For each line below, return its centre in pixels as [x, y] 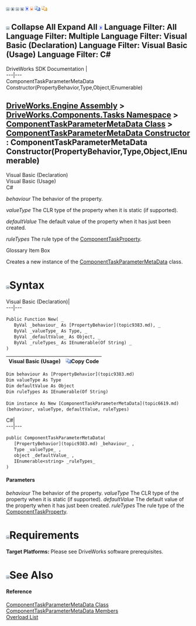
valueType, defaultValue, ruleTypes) [83, 409]
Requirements [44, 535]
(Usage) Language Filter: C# [59, 55]
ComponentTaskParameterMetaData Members [62, 611]
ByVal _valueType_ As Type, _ [51, 331]
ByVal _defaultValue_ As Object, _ [57, 337]
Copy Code [85, 361]
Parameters [20, 480]
